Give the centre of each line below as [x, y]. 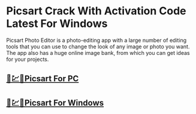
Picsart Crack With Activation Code [96, 11]
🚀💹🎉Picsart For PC [43, 79]
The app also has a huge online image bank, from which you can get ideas [98, 53]
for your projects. [28, 59]
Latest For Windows [57, 24]
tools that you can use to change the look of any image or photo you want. [98, 47]
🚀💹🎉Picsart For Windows [55, 103]
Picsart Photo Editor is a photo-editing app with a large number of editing [97, 40]
